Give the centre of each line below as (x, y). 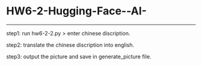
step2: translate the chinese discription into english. (70, 45)
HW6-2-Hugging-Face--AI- (77, 11)
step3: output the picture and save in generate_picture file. (79, 56)
